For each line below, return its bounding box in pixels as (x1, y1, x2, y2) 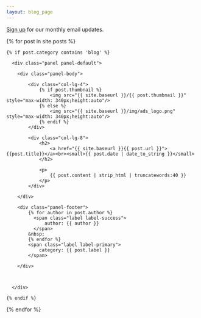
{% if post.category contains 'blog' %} (6, 49, 111, 56)
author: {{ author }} (44, 220, 99, 226)
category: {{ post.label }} (38, 247, 111, 253)
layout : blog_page (6, 9, 53, 15)
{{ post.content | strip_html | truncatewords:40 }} (49, 172, 187, 178)
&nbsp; (28, 231, 45, 237)
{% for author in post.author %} (28, 209, 113, 215)
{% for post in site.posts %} (6, 37, 76, 45)
